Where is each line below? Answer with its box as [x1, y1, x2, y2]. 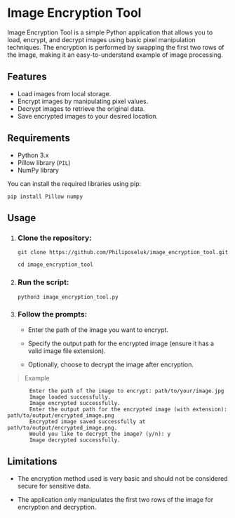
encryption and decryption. [17, 503, 97, 511]
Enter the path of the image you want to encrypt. [27, 325, 169, 334]
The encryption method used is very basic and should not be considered [17, 474, 228, 482]
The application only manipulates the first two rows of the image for [17, 495, 214, 503]
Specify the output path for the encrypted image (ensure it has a [27, 339, 215, 347]
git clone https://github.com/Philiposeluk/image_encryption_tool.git [17, 249, 229, 256]
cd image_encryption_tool [17, 261, 93, 268]
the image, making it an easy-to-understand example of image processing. [7, 51, 223, 59]
